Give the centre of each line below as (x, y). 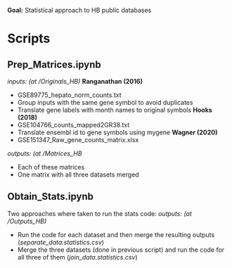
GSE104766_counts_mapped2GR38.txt (73, 125)
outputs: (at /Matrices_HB (45, 153)
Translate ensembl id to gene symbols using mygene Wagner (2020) (117, 132)
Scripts (29, 39)
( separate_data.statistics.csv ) (60, 242)
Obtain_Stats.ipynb (50, 197)
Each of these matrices (51, 167)
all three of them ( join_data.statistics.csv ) (78, 257)
